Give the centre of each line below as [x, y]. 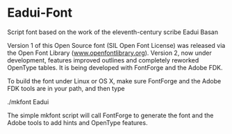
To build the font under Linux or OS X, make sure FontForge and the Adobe [114, 81]
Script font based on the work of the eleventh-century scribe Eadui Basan [113, 32]
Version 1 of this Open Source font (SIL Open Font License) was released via [116, 45]
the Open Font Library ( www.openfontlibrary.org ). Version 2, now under [109, 53]
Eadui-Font [40, 13]
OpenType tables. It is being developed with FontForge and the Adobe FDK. [115, 67]
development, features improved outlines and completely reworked [103, 60]
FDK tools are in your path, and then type [66, 88]
